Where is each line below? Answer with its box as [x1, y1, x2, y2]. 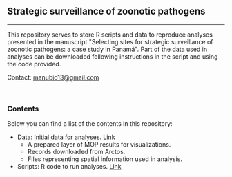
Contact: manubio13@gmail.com [7, 73, 99, 82]
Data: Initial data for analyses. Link [17, 133, 115, 141]
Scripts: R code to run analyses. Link [17, 162, 122, 171]
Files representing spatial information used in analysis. [27, 155, 183, 163]
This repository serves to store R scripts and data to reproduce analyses [7, 30, 213, 39]
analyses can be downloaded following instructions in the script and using [7, 52, 218, 61]
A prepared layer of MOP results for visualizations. [27, 140, 171, 149]
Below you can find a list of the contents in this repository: [7, 120, 173, 128]
